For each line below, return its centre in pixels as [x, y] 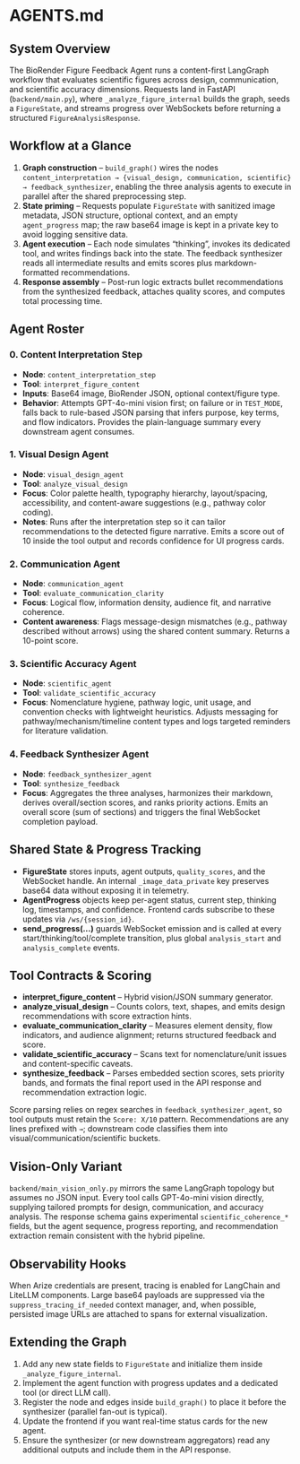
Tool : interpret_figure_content [81, 384]
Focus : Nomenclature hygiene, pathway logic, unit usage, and [137, 702]
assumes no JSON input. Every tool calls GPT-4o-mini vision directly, [137, 1198]
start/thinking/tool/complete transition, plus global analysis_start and [152, 938]
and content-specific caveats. [77, 1064]
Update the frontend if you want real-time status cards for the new [145, 1421]
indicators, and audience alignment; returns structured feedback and [149, 1035]
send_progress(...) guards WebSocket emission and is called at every [152, 928]
